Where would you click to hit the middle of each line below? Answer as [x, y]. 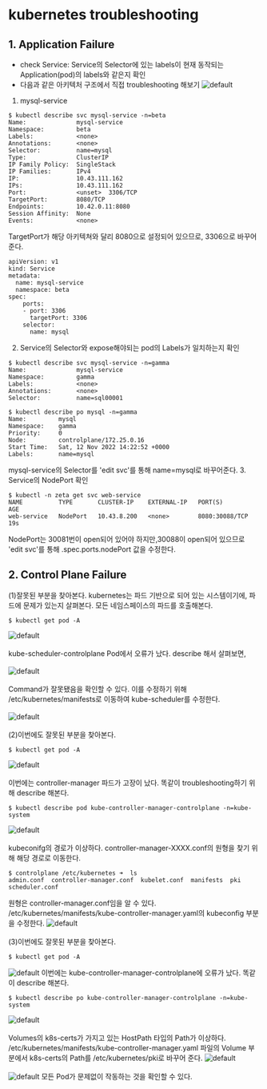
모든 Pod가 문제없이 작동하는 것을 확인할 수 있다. [117, 1076]
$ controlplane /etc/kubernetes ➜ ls [73, 873]
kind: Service [32, 269]
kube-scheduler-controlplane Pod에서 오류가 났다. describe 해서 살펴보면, [127, 653]
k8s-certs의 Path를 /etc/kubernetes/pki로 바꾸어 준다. [116, 1058]
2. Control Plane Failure [68, 575]
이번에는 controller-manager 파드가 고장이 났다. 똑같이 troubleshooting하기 [128, 783]
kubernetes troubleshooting [104, 15]
